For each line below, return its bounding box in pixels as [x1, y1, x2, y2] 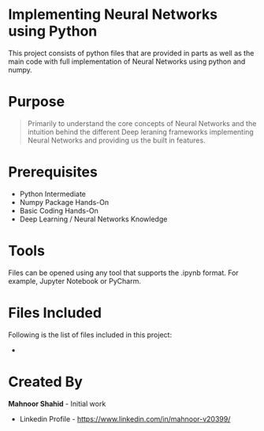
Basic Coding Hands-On [19, 206, 99, 215]
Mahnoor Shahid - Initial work [8, 399, 106, 408]
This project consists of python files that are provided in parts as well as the [8, 48, 255, 58]
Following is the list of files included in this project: [8, 329, 172, 340]
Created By [8, 373, 83, 391]
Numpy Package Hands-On [19, 197, 109, 206]
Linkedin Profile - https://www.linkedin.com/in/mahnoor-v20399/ [19, 414, 231, 423]
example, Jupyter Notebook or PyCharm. [8, 276, 142, 285]
